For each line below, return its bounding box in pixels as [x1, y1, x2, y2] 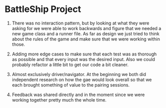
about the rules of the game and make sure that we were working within [11, 36, 160, 42]
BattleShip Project [4, 3, 81, 15]
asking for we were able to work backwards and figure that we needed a [11, 25, 161, 31]
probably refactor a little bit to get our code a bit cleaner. [11, 61, 128, 67]
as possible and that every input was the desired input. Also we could [11, 56, 155, 62]
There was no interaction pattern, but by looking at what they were [11, 20, 149, 26]
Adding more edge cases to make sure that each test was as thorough [11, 51, 157, 57]
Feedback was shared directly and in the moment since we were [11, 91, 145, 97]
